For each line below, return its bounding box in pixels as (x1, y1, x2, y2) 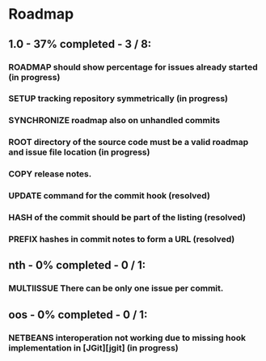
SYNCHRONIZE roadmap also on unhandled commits (8, 115, 221, 126)
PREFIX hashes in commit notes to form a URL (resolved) (8, 233, 235, 244)
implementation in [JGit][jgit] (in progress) (8, 342, 179, 353)
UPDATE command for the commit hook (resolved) (8, 190, 210, 202)
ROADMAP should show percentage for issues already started (8, 62, 258, 73)
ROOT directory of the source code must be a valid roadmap (8, 137, 249, 148)
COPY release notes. (8, 168, 92, 180)
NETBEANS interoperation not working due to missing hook (8, 332, 247, 343)
